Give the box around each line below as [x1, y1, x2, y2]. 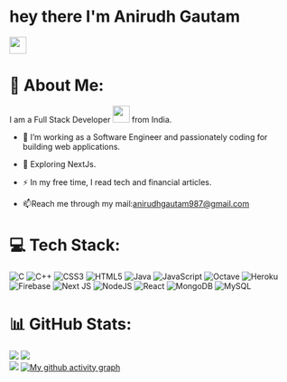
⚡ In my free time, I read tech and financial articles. [22, 176, 212, 187]
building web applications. [22, 141, 120, 152]
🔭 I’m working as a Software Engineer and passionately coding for [22, 131, 268, 142]
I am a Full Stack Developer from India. [9, 114, 172, 125]
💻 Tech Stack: [9, 235, 121, 256]
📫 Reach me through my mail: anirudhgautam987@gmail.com [22, 198, 250, 209]
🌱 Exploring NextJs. [22, 158, 97, 169]
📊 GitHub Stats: [9, 314, 133, 334]
